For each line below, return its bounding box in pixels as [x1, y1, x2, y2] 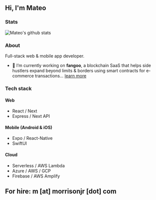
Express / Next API [12, 113, 50, 119]
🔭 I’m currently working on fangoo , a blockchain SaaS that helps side [12, 62, 151, 68]
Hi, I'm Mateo [5, 4, 46, 12]
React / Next [12, 108, 38, 114]
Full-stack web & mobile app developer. [5, 53, 84, 59]
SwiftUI [12, 140, 27, 146]
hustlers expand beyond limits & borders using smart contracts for [12, 67, 145, 73]
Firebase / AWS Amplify [12, 173, 60, 179]
